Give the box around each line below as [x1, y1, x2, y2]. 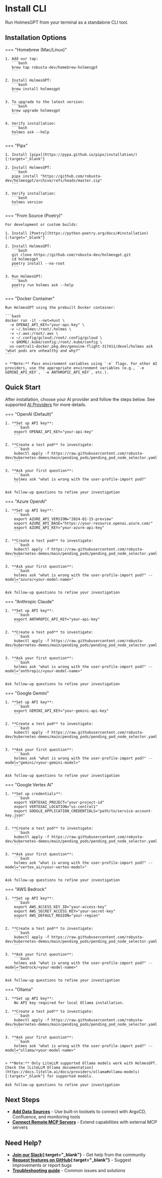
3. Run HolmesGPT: [5, 274, 43, 279]
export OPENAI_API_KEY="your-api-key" [14, 429, 94, 434]
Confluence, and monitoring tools [12, 1114, 80, 1120]
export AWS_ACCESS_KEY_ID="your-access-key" [14, 904, 107, 909]
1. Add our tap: [5, 56, 38, 61]
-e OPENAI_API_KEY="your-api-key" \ [9, 322, 85, 327]
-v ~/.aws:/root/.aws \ [9, 331, 58, 336]
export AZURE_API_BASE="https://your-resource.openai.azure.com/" [14, 521, 153, 526]
